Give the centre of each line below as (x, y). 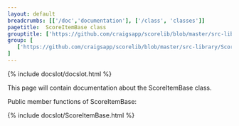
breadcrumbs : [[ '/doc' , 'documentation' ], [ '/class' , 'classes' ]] (106, 21)
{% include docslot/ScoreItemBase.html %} (71, 115)
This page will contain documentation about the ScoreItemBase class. (110, 88)
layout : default (31, 14)
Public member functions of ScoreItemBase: (72, 101)
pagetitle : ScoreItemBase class (57, 27)
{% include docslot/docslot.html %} (60, 74)
